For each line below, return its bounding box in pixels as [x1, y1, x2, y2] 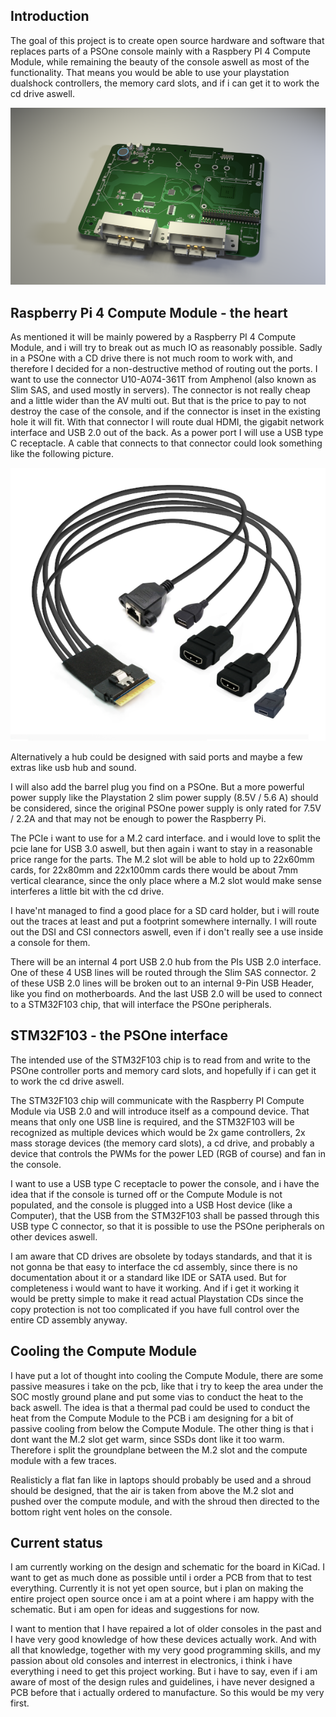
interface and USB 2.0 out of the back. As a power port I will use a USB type [10, 427, 324, 439]
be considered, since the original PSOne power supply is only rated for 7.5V [10, 802, 322, 814]
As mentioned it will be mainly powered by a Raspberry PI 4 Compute [10, 331, 297, 343]
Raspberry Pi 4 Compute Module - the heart [10, 304, 288, 321]
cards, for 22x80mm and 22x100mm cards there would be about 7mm [10, 864, 299, 876]
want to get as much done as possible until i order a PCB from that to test [10, 1572, 312, 1584]
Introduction [10, 8, 90, 25]
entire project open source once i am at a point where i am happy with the [10, 1593, 315, 1605]
